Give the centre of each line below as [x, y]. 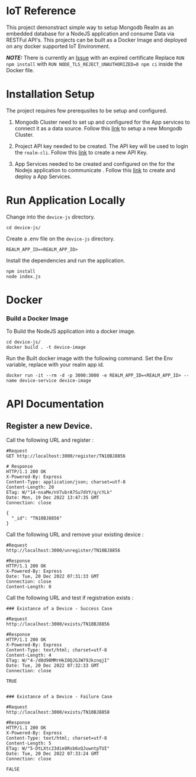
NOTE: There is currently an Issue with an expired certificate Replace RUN [95, 57]
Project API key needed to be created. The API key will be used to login [101, 146]
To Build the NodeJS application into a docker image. [71, 331]
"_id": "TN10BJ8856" [37, 518]
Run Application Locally [66, 200]
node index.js [24, 277]
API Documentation [55, 404]
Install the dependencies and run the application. [66, 260]
